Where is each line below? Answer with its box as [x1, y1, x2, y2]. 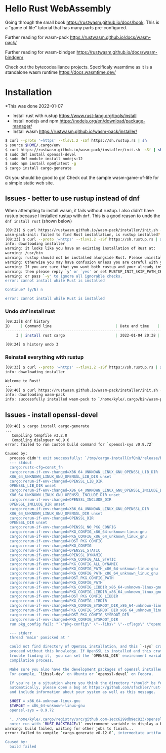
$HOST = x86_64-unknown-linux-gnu [9, 698, 81, 704]
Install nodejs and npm [12, 117, 59, 124]
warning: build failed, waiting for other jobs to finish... [5, 726, 134, 731]
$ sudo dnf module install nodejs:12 [5, 157, 83, 162]
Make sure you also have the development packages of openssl [9, 667, 140, 672]
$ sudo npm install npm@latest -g [5, 161, 77, 166]
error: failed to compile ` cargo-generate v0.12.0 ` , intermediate [5, 731, 145, 736]
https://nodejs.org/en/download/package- [59, 117, 146, 124]
